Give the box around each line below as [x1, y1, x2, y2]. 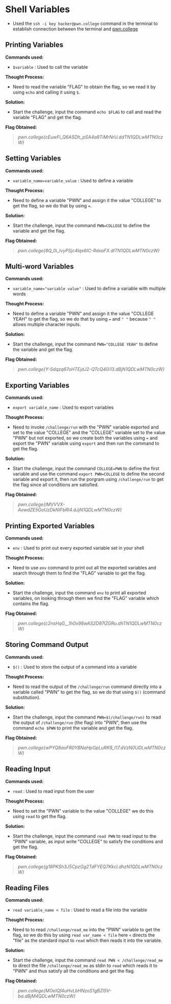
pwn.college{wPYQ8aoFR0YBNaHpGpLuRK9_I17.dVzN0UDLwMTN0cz [17, 744, 166, 751]
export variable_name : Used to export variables [12, 405, 114, 411]
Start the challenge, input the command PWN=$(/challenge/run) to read [12, 714, 161, 720]
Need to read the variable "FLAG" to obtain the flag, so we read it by [12, 83, 156, 90]
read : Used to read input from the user [12, 788, 95, 794]
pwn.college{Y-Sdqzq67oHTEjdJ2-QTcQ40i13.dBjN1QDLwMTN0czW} [17, 366, 165, 372]
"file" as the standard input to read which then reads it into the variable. [12, 937, 162, 943]
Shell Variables [5, 4, 70, 15]
